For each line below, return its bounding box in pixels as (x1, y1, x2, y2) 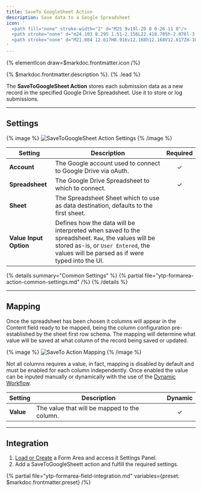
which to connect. (55, 184, 106, 192)
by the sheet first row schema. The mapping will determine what (35, 330, 196, 337)
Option (9, 241, 29, 249)
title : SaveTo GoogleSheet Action (6, 8, 93, 15)
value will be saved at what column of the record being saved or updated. (6, 336, 188, 344)
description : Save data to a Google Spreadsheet (6, 14, 130, 21)
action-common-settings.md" (6, 278, 80, 286)
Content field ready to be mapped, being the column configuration (6, 324, 171, 331)
